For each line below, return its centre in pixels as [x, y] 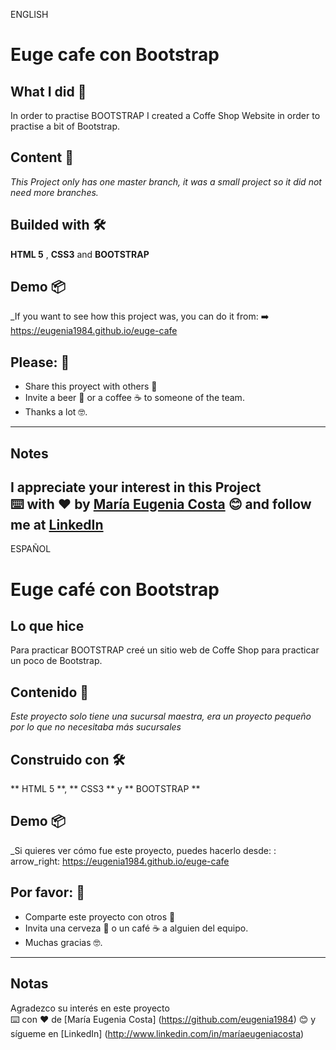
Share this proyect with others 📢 [91, 386]
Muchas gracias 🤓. [63, 942]
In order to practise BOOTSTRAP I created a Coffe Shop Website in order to [165, 115]
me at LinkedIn [57, 525]
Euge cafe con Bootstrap [115, 55]
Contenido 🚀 [50, 692]
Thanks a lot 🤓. [56, 412]
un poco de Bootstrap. [56, 661]
